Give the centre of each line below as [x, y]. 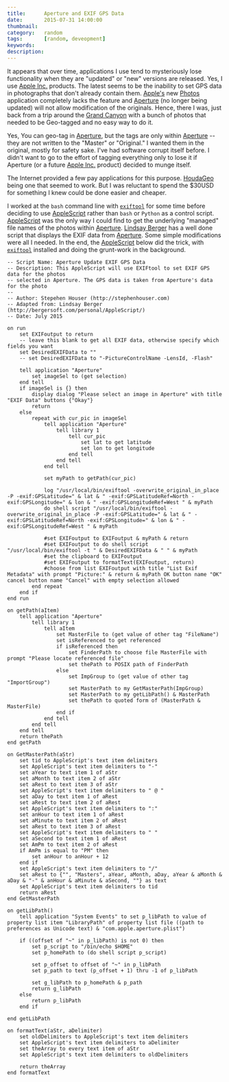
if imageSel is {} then [53, 388]
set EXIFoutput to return [57, 334]
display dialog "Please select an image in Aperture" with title [127, 394]
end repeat [47, 586]
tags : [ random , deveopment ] [57, 39]
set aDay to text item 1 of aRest [69, 797]
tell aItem [59, 628]
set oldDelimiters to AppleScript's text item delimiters [104, 1037]
